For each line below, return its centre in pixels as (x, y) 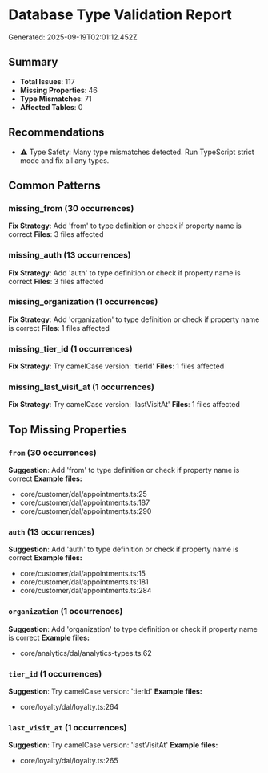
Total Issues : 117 (47, 81)
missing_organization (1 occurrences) (83, 302)
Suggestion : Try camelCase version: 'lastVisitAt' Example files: (113, 745)
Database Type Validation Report (120, 15)
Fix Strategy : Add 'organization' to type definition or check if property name (134, 319)
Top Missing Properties (68, 430)
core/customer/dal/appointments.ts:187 (85, 502)
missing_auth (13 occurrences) (70, 255)
